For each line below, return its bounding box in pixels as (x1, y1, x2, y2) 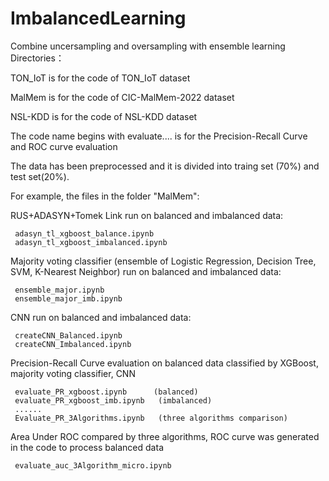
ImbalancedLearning (10, 7, 187, 30)
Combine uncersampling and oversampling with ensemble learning (10, 40, 286, 52)
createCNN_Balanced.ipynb (14, 330, 123, 341)
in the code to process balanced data (10, 441, 164, 453)
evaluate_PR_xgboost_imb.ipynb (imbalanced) (14, 395, 213, 406)
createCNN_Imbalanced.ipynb (14, 339, 132, 349)
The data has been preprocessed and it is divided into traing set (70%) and (10, 160, 320, 172)
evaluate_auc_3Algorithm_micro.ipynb (14, 460, 172, 471)
